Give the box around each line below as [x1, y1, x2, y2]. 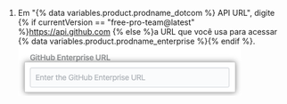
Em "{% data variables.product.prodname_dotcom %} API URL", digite [17, 8, 275, 18]
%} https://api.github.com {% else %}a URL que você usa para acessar [17, 27, 278, 36]
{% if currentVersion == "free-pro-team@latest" [17, 17, 195, 28]
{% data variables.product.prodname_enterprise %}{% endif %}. [17, 36, 256, 46]
